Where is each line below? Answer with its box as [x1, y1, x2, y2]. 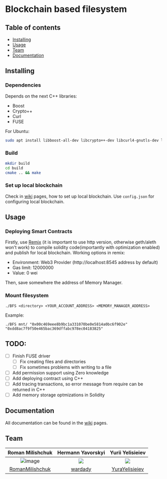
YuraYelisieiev [111, 466, 144, 473]
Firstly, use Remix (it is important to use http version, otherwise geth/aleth [5, 239, 157, 245]
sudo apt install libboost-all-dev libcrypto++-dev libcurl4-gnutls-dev [5, 138, 159, 143]
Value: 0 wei [12, 270, 38, 276]
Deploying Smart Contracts [5, 228, 73, 235]
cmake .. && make [5, 170, 41, 175]
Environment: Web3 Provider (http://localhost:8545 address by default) [12, 259, 158, 265]
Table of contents [5, 23, 61, 32]
